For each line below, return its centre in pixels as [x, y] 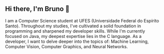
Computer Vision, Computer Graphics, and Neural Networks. [66, 46]
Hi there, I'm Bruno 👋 [37, 9]
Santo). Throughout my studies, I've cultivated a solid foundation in [73, 26]
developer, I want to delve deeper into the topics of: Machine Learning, [77, 41]
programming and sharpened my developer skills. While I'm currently [75, 31]
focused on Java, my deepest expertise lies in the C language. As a [73, 36]
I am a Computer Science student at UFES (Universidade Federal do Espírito [82, 20]
